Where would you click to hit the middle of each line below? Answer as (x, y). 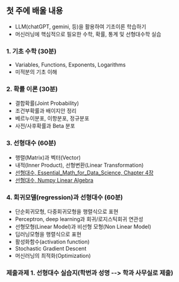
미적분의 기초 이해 (36, 72)
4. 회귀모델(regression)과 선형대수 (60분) (65, 197)
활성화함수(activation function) (52, 242)
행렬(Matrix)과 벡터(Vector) (48, 157)
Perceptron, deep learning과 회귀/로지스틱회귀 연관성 (79, 219)
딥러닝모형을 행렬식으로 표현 (48, 234)
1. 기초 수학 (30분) (31, 51)
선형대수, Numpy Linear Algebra (54, 180)
